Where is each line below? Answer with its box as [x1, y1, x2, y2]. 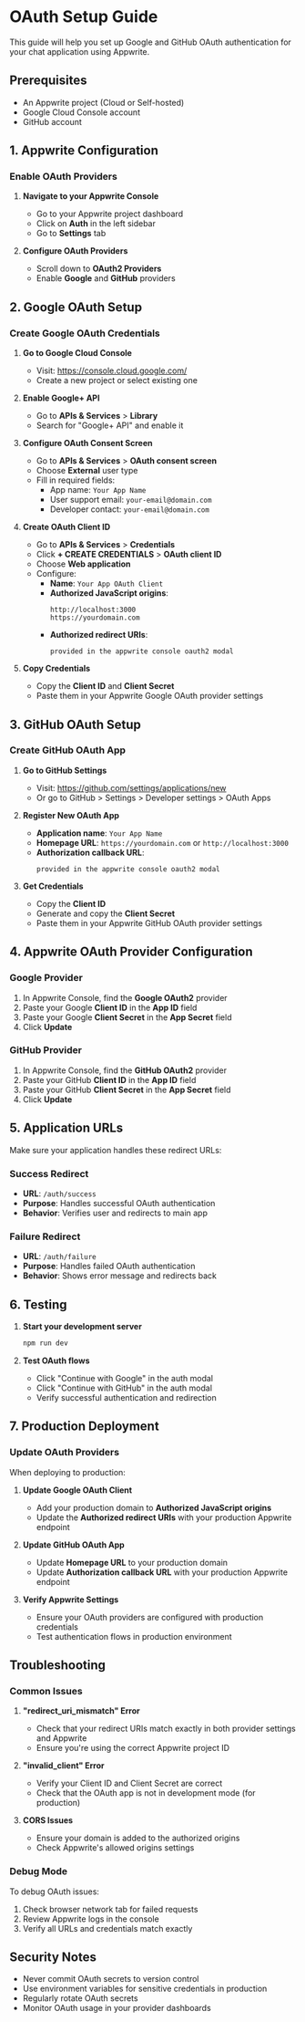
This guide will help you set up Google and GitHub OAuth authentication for [9, 36, 291, 47]
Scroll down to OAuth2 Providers [36, 263, 162, 275]
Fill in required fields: [36, 474, 116, 485]
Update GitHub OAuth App [22, 1539, 125, 1550]
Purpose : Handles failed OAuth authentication [22, 1261, 196, 1272]
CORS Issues [22, 1815, 74, 1826]
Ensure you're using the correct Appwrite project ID [36, 1743, 230, 1754]
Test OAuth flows [22, 1355, 90, 1366]
